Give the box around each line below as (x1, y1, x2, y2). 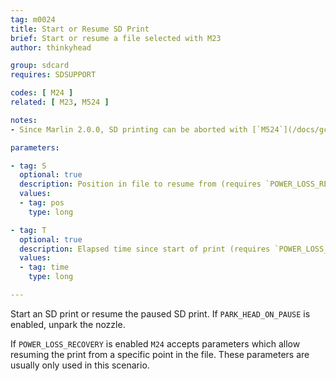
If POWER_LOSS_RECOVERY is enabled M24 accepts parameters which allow (10, 337, 301, 350)
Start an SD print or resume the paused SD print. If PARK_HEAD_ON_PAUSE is (10, 307, 311, 320)
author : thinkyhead (10, 42, 92, 53)
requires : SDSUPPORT (10, 70, 97, 80)
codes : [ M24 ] (10, 88, 74, 98)
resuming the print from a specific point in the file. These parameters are (10, 348, 310, 360)
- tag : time (19, 262, 70, 273)
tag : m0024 (10, 14, 56, 25)
